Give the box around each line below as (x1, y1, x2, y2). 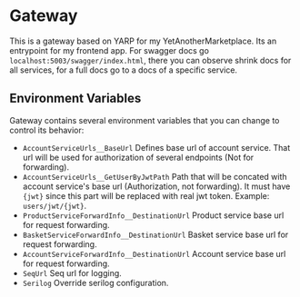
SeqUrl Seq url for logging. (22, 267, 123, 278)
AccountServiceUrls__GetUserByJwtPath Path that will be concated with (22, 171, 288, 182)
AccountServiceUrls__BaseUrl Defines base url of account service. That (22, 142, 291, 153)
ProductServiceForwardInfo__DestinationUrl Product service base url (22, 210, 285, 221)
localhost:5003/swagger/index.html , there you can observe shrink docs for (9, 54, 292, 65)
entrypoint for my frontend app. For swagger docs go (9, 45, 209, 55)
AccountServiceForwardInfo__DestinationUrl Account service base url (22, 248, 286, 259)
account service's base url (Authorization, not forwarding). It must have (22, 181, 291, 192)
